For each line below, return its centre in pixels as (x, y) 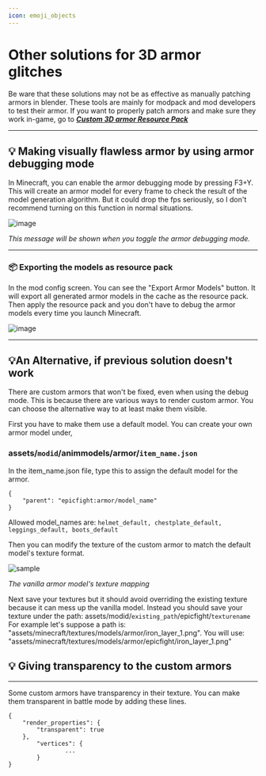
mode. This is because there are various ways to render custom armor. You (131, 401)
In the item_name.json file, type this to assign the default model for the (123, 471)
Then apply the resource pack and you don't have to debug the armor (122, 304)
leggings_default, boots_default (63, 530)
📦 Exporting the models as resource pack (91, 267)
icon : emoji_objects (42, 15)
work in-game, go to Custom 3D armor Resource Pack (98, 119)
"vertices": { (60, 743)
